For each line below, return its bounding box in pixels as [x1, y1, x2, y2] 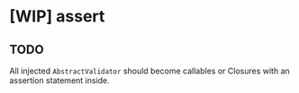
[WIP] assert [9, 6, 105, 27]
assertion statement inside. [9, 75, 110, 86]
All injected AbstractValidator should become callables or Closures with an [9, 65, 290, 76]
